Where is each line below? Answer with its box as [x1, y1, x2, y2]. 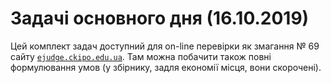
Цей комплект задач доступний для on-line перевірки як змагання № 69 [10, 40, 320, 52]
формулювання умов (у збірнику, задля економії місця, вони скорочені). [10, 61, 322, 73]
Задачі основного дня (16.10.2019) [10, 7, 310, 30]
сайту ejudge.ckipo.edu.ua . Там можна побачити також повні [10, 50, 272, 62]
